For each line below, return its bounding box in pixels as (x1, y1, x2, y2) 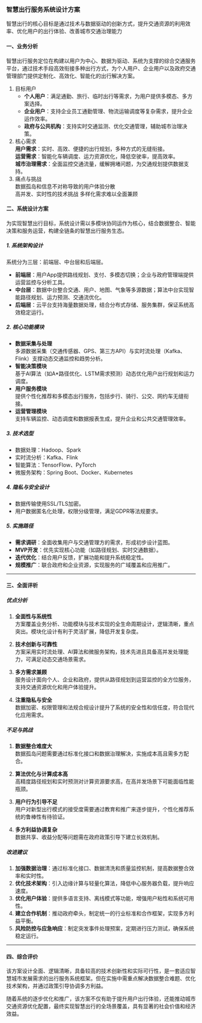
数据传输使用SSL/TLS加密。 (14, 500, 84, 507)
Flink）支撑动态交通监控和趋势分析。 (14, 355, 106, 362)
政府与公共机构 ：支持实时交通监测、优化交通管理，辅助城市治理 (23, 122, 182, 130)
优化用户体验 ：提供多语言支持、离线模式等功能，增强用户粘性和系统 (14, 895, 184, 902)
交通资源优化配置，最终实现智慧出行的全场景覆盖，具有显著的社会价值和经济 (6, 1003, 196, 1010)
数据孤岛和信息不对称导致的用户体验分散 (14, 182, 115, 190)
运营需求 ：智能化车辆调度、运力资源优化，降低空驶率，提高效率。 (14, 152, 179, 160)
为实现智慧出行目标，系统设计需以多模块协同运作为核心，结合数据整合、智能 (6, 220, 196, 227)
